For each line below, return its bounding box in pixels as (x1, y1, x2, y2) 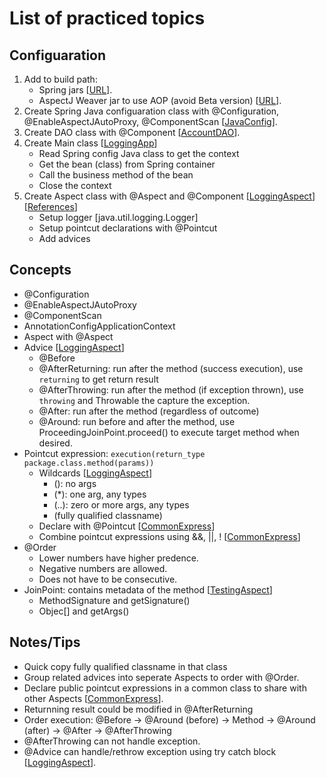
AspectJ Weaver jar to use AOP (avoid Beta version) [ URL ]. (38, 95, 282, 106)
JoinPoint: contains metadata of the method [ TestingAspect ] (23, 583, 273, 596)
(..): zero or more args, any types (53, 498, 190, 511)
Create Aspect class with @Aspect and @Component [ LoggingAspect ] (23, 190, 316, 202)
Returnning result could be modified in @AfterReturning (23, 703, 254, 715)
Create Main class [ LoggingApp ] (23, 137, 158, 149)
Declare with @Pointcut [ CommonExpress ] (38, 520, 216, 532)
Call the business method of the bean (38, 169, 194, 181)
